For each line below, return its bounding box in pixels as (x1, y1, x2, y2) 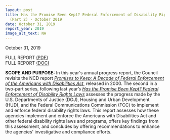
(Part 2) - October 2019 (10, 17, 62, 22)
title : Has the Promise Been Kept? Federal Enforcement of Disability (5, 12, 157, 17)
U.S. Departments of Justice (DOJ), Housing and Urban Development (5, 97, 150, 103)
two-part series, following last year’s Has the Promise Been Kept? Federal (5, 86, 159, 91)
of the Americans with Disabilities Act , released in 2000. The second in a (5, 80, 157, 86)
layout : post (5, 7, 33, 13)
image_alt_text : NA (5, 31, 47, 36)
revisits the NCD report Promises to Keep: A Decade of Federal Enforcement (5, 75, 164, 81)
